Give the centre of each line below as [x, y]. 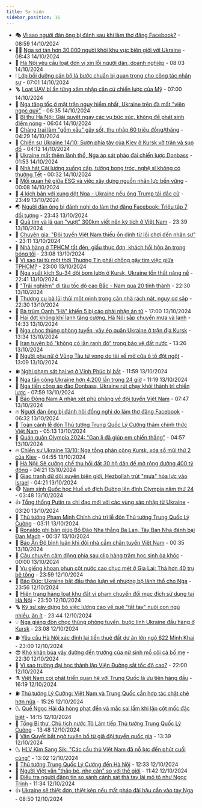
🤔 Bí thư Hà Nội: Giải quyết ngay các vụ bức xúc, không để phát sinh [99, 117]
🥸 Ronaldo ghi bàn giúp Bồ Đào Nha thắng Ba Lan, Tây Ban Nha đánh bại [105, 530]
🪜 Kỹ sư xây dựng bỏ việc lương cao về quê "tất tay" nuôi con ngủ [97, 607]
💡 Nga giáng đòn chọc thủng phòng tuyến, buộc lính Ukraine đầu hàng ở [105, 622]
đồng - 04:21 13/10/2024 [45, 470]
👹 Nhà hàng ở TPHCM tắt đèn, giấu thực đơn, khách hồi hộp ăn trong [100, 247]
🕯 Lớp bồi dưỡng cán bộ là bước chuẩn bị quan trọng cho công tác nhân [103, 75]
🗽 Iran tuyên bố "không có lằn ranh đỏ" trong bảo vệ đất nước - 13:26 [101, 343]
